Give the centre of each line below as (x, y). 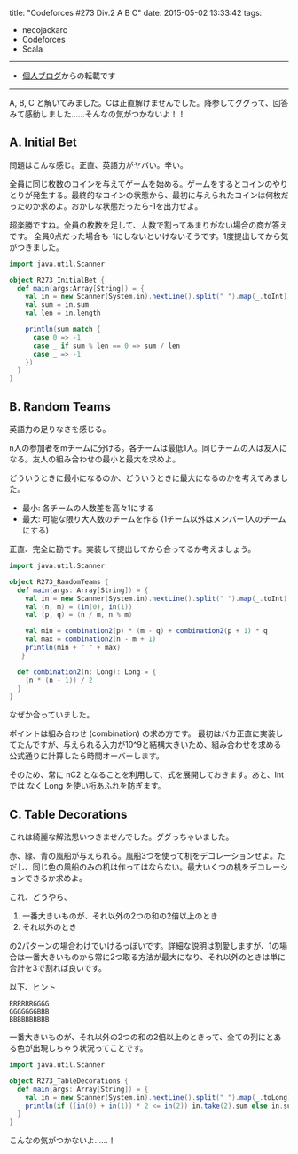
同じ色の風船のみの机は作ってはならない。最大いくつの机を (141, 867)
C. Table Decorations (68, 814)
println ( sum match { (63, 329)
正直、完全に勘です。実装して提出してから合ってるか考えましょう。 (133, 549)
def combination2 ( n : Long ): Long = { (87, 672)
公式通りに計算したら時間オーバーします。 (86, 756)
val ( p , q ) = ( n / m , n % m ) (79, 615)
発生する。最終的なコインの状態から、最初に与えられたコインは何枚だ (161, 195)
